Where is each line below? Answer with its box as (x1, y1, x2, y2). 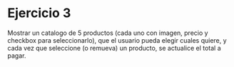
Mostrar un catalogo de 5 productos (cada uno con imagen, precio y (7, 29, 208, 37)
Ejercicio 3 (7, 5, 71, 21)
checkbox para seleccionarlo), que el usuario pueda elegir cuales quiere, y (7, 36, 227, 44)
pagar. (7, 51, 26, 60)
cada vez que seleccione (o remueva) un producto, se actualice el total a (7, 43, 221, 52)
